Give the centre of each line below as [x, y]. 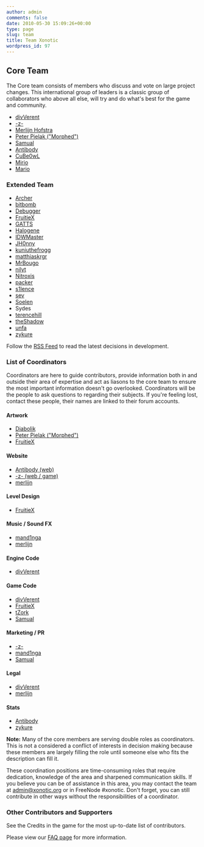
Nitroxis [25, 276]
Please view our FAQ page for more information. [66, 837]
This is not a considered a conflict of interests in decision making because [100, 746]
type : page [20, 29]
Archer [24, 198]
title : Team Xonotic [33, 40]
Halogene [27, 230]
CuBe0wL [27, 156]
